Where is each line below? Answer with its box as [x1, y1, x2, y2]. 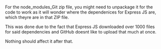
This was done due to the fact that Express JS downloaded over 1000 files [5, 24, 155, 30]
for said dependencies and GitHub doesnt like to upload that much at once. [5, 29, 157, 34]
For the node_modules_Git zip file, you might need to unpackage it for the [5, 4, 153, 10]
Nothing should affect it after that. [5, 38, 73, 44]
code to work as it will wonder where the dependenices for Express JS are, [5, 9, 157, 15]
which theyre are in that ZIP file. [5, 15, 69, 20]
